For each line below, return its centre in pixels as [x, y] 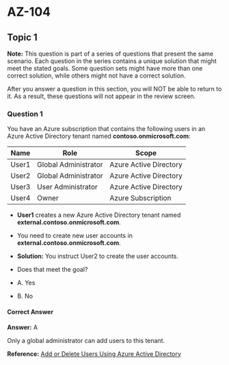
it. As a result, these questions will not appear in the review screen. [102, 96]
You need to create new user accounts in [75, 236]
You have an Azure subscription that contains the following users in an [106, 129]
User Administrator [67, 187]
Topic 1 [22, 37]
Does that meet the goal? [52, 270]
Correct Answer [30, 311]
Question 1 [25, 114]
